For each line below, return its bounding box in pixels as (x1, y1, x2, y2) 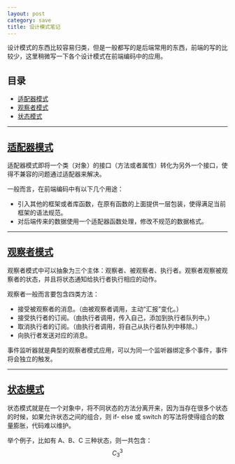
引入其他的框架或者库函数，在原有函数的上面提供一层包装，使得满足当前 (17, 200, 226, 207)
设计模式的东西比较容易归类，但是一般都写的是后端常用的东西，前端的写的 (7, 43, 222, 52)
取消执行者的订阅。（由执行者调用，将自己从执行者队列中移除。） (17, 322, 201, 330)
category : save (7, 17, 52, 24)
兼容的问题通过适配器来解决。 (19, 170, 106, 178)
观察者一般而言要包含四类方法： (7, 289, 99, 298)
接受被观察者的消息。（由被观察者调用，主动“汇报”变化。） (17, 304, 183, 313)
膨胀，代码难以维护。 (13, 421, 75, 430)
